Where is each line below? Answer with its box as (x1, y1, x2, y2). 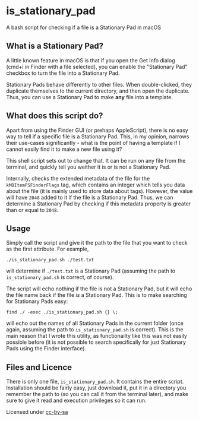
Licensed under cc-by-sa (6, 409, 68, 416)
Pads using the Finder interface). (6, 345, 87, 352)
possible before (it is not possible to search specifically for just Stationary (6, 338, 186, 346)
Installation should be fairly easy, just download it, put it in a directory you (6, 384, 187, 391)
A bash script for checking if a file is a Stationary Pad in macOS (6, 24, 162, 31)
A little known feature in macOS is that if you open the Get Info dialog (6, 56, 175, 64)
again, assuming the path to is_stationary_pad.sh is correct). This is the (6, 326, 184, 333)
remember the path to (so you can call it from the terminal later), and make (6, 391, 189, 398)
